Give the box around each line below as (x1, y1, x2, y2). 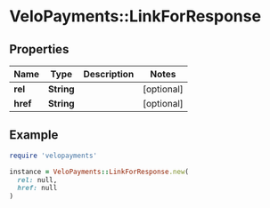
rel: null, (17, 175, 58, 184)
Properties (9, 42, 70, 57)
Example (9, 127, 59, 143)
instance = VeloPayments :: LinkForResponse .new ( (9, 167, 190, 176)
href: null (17, 184, 58, 193)
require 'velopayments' (9, 151, 98, 160)
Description (83, 68, 135, 80)
